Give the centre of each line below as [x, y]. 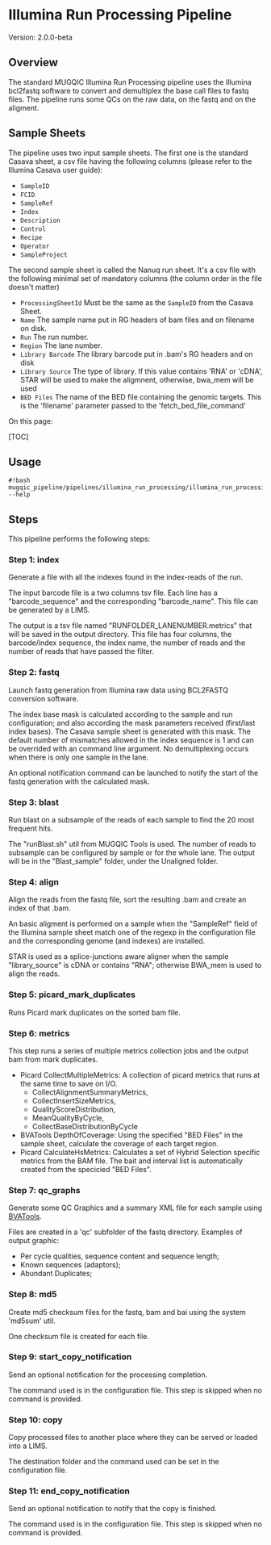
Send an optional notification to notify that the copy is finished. [113, 1509]
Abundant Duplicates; [56, 1274]
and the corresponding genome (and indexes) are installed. [107, 941]
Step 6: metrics [39, 1033]
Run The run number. [54, 337]
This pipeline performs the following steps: [79, 539]
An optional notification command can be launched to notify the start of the [133, 772]
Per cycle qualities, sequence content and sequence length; [119, 1256]
